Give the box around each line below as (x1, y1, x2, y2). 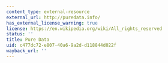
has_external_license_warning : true (6, 20, 98, 26)
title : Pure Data (6, 37, 50, 43)
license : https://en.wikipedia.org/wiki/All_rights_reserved (6, 25, 163, 32)
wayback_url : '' (6, 48, 47, 54)
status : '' (6, 31, 34, 37)
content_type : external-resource (6, 8, 90, 15)
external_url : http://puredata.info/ (6, 14, 101, 20)
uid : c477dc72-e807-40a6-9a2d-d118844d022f (6, 43, 117, 49)
